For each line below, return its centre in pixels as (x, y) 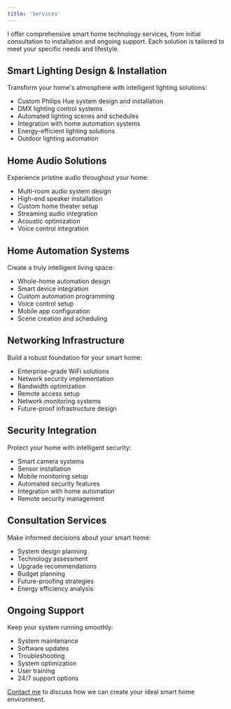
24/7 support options (48, 678)
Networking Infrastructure (66, 340)
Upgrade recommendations (57, 566)
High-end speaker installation (60, 199)
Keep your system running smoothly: (60, 627)
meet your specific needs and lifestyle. (63, 48)
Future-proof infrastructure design (67, 408)
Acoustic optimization (49, 221)
